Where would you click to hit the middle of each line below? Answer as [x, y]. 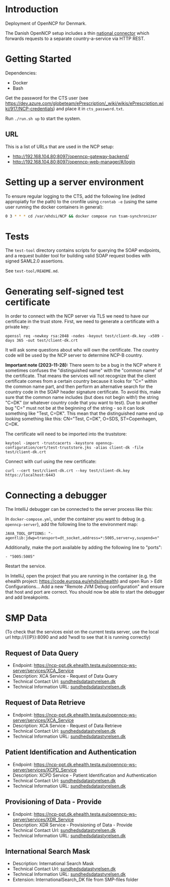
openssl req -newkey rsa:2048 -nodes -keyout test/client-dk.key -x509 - [85, 336]
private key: [17, 327]
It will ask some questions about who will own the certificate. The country [82, 350]
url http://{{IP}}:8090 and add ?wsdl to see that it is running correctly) [78, 637]
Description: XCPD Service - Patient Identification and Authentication [84, 775]
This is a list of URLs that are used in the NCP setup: [60, 146]
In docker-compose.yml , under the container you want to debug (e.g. [75, 519]
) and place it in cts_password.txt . [89, 108]
